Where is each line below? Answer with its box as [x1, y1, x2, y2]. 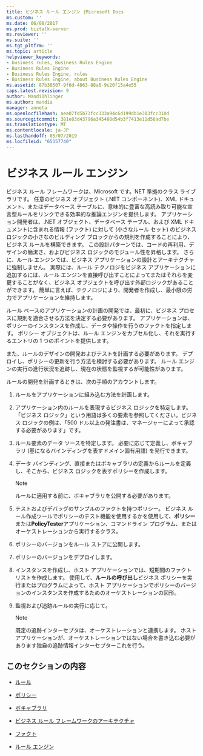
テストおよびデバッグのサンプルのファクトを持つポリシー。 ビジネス [15, 504, 187, 512]
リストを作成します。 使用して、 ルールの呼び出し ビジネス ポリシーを [15, 574, 188, 581]
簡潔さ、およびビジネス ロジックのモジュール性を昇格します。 [27, 248, 182, 255]
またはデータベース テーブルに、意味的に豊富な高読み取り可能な [27, 202, 188, 210]
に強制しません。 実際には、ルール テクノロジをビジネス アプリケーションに [6, 263, 196, 270]
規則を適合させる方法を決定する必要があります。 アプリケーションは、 [16, 314, 193, 321]
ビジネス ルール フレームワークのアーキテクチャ [15, 717, 135, 724]
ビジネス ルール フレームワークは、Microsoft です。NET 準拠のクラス [6, 187, 179, 195]
